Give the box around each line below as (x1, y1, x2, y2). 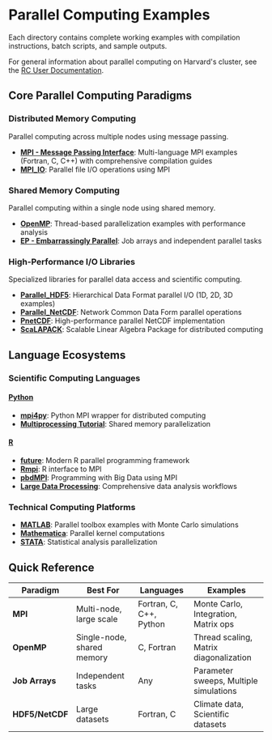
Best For (86, 585, 120, 596)
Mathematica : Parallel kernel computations (19, 529, 165, 538)
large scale (75, 614, 118, 625)
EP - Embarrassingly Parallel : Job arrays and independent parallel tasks (19, 236, 262, 245)
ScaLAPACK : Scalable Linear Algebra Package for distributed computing (19, 325, 264, 334)
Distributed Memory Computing (8, 113, 136, 125)
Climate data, (193, 699, 244, 710)
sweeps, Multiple (193, 675, 258, 687)
